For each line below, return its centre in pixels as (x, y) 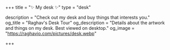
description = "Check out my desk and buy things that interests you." (78, 17)
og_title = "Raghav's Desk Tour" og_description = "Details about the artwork (85, 23)
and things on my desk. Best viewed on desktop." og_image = (70, 28)
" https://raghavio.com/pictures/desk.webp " (51, 33)
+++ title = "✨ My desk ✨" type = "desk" (48, 7)
